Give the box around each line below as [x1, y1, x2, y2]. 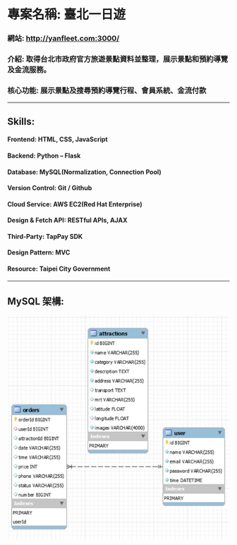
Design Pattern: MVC [7, 248, 71, 257]
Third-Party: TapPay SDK [7, 232, 83, 240]
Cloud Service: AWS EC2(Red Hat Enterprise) [7, 199, 142, 209]
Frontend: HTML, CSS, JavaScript [7, 135, 108, 143]
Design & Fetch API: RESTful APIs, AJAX [7, 216, 128, 225]
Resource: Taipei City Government [7, 264, 111, 273]
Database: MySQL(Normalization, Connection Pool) [7, 168, 162, 176]
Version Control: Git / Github [7, 184, 92, 192]
